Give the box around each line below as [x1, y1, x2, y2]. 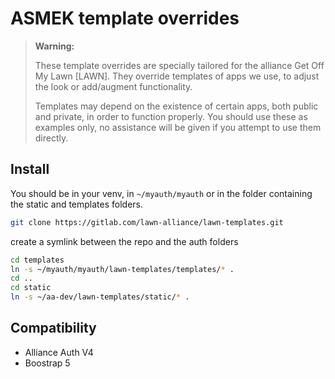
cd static [10, 283, 52, 293]
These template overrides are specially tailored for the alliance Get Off [34, 59, 325, 71]
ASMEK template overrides [10, 7, 240, 30]
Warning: [34, 40, 75, 52]
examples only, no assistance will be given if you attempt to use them [34, 121, 322, 133]
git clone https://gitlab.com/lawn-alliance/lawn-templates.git [10, 217, 284, 227]
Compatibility [10, 320, 97, 337]
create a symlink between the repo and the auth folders [10, 235, 239, 247]
